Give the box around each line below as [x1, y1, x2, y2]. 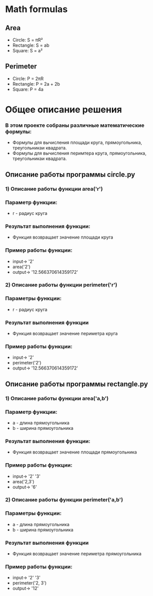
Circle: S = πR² [12, 37, 43, 43]
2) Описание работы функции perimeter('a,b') [5, 496, 123, 503]
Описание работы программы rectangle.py [5, 380, 148, 388]
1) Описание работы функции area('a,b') [5, 395, 109, 402]
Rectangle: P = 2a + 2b [12, 81, 60, 87]
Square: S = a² [12, 48, 43, 53]
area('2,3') [12, 478, 35, 484]
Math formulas [5, 4, 68, 15]
